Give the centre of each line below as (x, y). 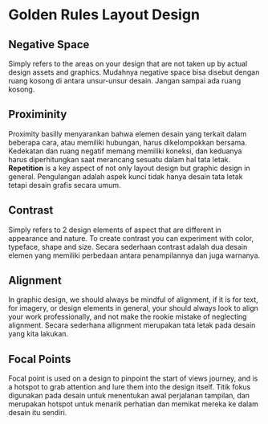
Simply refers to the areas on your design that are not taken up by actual (128, 63)
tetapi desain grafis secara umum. (65, 185)
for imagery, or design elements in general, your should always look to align (134, 308)
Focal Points (40, 359)
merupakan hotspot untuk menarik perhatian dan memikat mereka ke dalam (134, 404)
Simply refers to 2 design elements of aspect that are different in (115, 230)
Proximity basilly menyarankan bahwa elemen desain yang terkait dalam (128, 133)
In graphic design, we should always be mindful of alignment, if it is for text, (133, 300)
